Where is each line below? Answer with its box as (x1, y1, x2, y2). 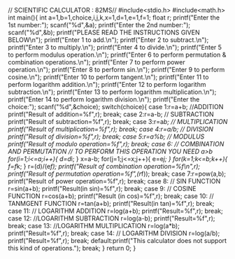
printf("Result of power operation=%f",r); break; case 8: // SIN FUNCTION (8, 177, 221, 185)
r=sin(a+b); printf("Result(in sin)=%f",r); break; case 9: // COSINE (8, 185, 197, 192)
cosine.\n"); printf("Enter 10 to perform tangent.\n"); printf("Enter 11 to (8, 73, 209, 81)
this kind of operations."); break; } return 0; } (8, 244, 136, 252)
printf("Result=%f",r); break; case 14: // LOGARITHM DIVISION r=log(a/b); (8, 229, 220, 237)
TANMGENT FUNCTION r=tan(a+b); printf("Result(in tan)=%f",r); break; (8, 199, 215, 207)
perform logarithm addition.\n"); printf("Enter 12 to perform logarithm (8, 80, 206, 88)
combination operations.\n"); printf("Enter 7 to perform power (8, 58, 186, 66)
